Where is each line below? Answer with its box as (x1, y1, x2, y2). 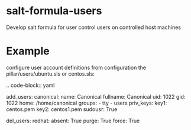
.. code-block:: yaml (6, 82, 55, 89)
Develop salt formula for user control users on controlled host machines (6, 24, 182, 31)
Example (6, 44, 50, 58)
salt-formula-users (6, 4, 102, 18)
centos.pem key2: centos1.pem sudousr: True (6, 105, 118, 113)
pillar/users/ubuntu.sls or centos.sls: (6, 70, 95, 77)
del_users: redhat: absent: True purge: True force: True (6, 117, 140, 124)
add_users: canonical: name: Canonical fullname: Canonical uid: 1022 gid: (6, 93, 186, 100)
